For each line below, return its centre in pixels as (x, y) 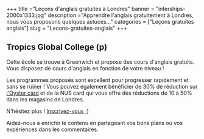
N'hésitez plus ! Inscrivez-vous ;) (48, 111)
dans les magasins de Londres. (45, 99)
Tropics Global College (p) (57, 47)
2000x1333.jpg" (26, 15)
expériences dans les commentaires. (52, 129)
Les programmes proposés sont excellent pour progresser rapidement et (97, 80)
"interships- (171, 9)
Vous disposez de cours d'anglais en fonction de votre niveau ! (85, 68)
